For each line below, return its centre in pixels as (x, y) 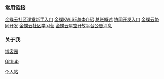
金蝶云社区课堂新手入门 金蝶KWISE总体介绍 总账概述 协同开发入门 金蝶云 (80, 20)
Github (12, 61)
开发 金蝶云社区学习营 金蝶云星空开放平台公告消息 (61, 26)
